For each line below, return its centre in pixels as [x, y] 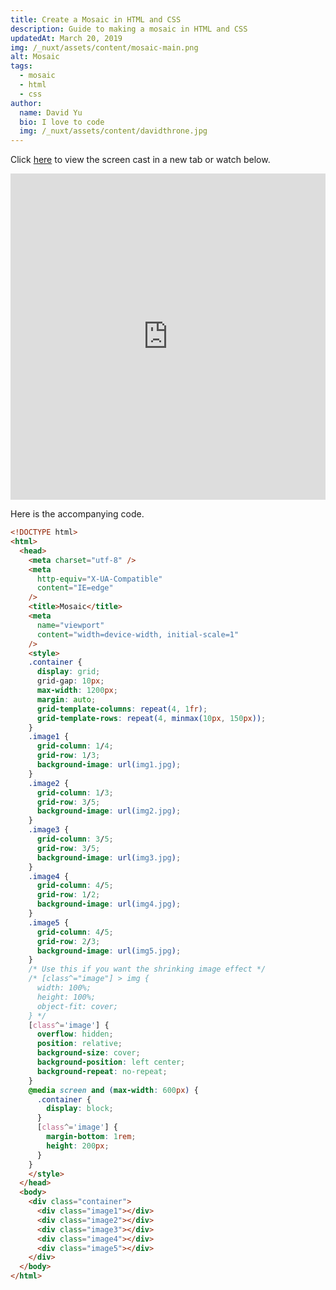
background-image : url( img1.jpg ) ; [109, 765]
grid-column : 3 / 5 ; [75, 839]
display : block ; [80, 1109]
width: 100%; [64, 988]
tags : [21, 66]
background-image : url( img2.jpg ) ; [109, 811]
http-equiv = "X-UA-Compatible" [99, 579]
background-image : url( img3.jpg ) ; [109, 857]
